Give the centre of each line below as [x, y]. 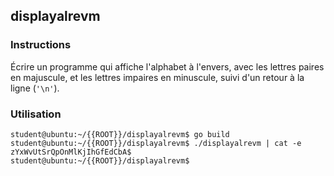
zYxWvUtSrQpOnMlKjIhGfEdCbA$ [71, 152]
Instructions [41, 45]
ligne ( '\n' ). [35, 88]
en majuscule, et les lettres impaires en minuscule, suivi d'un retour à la [157, 77]
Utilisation [36, 114]
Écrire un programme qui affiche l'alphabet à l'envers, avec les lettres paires [167, 66]
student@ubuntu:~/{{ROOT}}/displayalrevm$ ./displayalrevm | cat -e [156, 143]
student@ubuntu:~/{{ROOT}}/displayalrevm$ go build [120, 134]
